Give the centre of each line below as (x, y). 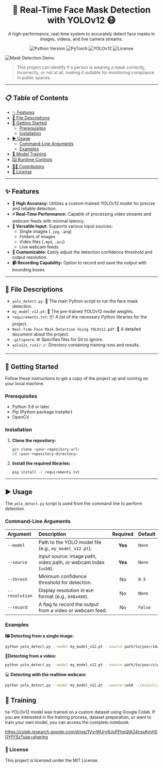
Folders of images (37, 236)
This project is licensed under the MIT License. (52, 760)
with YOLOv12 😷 (81, 20)
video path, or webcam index (72, 562)
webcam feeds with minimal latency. (48, 221)
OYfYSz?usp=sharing (27, 737)
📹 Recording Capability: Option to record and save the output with (79, 262)
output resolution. (30, 257)
